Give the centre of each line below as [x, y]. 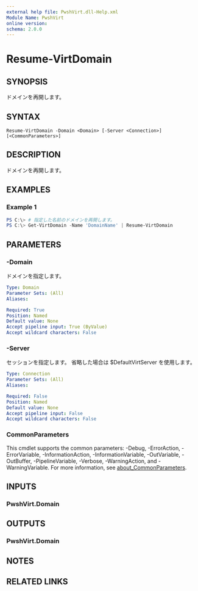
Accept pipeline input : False [45, 413]
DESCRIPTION [34, 155]
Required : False [27, 396]
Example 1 [22, 207]
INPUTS [21, 486]
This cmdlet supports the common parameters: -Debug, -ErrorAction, [94, 448]
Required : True [26, 310]
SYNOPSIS [27, 82]
